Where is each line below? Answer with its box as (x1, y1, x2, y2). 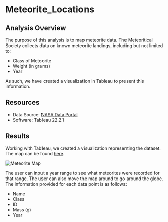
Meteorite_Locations (5, 4, 95, 15)
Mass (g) (12, 206, 31, 213)
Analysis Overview (5, 24, 66, 32)
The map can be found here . (5, 150, 65, 156)
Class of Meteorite (12, 58, 52, 64)
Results (5, 131, 30, 140)
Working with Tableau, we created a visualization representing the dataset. (5, 145, 161, 151)
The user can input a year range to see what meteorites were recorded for (5, 170, 160, 176)
